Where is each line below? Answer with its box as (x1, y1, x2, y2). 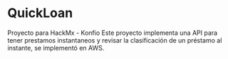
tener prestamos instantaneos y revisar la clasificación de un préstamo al (7, 36, 222, 44)
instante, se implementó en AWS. (7, 43, 105, 52)
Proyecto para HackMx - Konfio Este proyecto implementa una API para (7, 28, 218, 37)
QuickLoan (7, 5, 73, 21)
